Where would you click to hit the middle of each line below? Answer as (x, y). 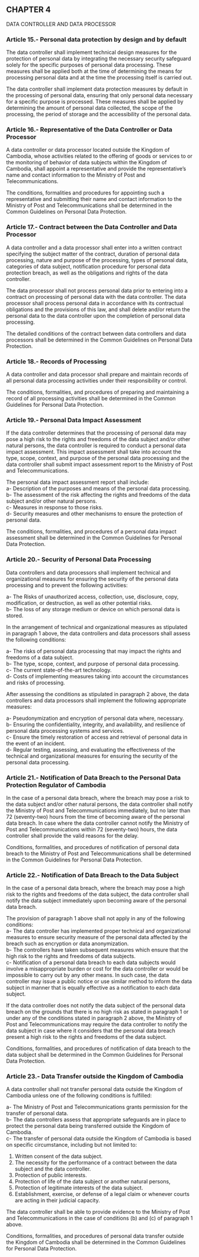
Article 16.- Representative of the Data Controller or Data (89, 130)
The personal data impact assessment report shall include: (78, 482)
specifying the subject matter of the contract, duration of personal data (93, 254)
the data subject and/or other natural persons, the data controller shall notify (99, 804)
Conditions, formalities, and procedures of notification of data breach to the (98, 1048)
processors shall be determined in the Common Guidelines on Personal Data (99, 340)
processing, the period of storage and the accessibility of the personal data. (99, 114)
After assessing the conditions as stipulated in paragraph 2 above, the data (98, 694)
